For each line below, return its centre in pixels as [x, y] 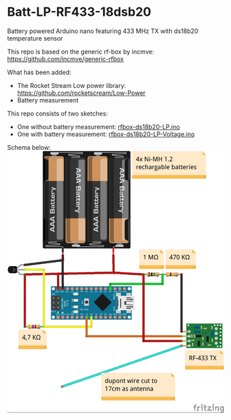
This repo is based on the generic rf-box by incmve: [81, 52]
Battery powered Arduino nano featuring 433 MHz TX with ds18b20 [103, 31]
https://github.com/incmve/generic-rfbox [65, 58]
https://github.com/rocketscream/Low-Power [81, 93]
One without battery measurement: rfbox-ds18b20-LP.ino [98, 126]
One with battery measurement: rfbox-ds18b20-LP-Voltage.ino [106, 134]
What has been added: [39, 72]
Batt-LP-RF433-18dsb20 [79, 12]
